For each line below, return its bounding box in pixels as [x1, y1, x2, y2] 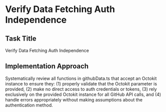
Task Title [5, 34, 36, 43]
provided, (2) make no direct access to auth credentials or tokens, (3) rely [5, 86, 157, 92]
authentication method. [5, 102, 53, 108]
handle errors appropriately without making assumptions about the [5, 96, 142, 102]
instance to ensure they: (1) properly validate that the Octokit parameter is [5, 80, 157, 86]
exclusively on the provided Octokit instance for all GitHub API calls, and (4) [5, 91, 161, 97]
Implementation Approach [5, 62, 89, 71]
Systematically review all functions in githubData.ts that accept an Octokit [5, 75, 157, 81]
